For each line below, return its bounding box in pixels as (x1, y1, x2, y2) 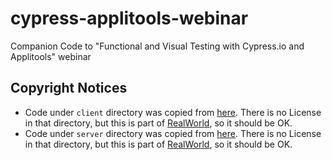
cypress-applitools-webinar (10, 7, 249, 30)
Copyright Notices (10, 80, 128, 97)
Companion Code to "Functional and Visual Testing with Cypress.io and (10, 40, 305, 52)
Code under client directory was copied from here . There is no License (24, 106, 322, 118)
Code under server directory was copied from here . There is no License (24, 127, 322, 139)
